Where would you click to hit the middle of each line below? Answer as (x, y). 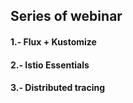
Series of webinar (66, 16)
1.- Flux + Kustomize (53, 41)
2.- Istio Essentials (50, 65)
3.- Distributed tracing (58, 88)
